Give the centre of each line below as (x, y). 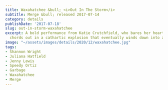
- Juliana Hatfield (25, 56)
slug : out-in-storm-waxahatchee (39, 28)
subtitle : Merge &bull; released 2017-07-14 (52, 14)
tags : (11, 47)
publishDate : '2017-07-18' (33, 24)
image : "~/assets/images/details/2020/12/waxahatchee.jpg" (68, 42)
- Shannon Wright (23, 51)
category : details (24, 19)
